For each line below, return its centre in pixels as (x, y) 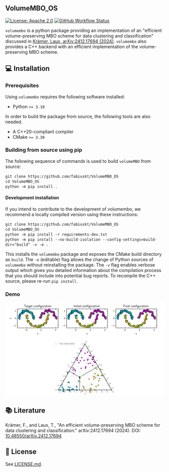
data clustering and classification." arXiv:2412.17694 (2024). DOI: (73, 430)
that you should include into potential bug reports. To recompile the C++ (80, 276)
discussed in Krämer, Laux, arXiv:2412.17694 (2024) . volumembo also (76, 41)
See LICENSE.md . (24, 464)
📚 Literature (25, 410)
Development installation (32, 198)
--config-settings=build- (130, 240)
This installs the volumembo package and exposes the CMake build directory (83, 254)
